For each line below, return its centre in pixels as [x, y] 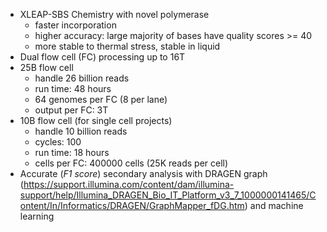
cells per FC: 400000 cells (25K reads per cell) [131, 163]
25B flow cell [46, 67]
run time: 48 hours [73, 88]
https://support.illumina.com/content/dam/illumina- [129, 184]
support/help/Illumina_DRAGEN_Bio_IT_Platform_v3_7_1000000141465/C [168, 195]
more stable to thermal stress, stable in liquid [127, 46]
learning [37, 216]
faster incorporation [75, 25]
